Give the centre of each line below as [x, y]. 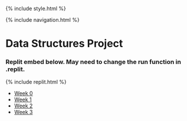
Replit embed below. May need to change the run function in [93, 62]
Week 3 [23, 112]
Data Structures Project [64, 44]
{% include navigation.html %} [43, 20]
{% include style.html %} [36, 9]
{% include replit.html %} [36, 82]
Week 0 [23, 93]
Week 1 [23, 100]
